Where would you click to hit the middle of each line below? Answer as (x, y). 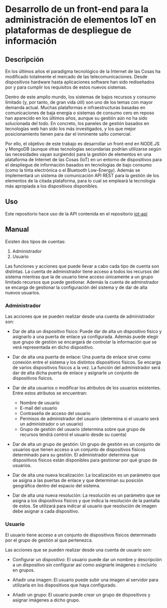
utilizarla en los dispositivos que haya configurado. (65, 585)
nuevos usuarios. (23, 292)
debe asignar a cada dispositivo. (46, 511)
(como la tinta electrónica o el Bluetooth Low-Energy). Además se (73, 170)
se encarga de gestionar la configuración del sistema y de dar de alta (76, 287)
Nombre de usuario (40, 403)
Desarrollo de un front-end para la (77, 9)
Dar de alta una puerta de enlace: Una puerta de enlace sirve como (82, 357)
